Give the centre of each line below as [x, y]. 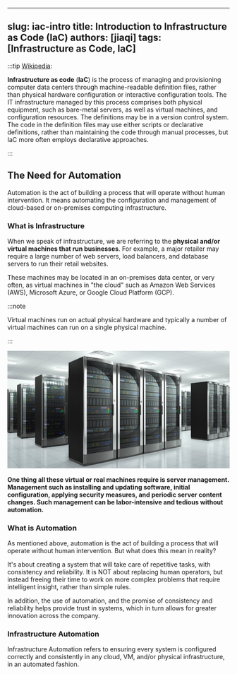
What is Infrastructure [46, 225]
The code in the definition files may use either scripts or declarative [105, 124]
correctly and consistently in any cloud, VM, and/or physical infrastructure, [116, 657]
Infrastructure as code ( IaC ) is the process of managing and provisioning [114, 79]
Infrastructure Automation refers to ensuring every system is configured [112, 649]
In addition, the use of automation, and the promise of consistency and [110, 601]
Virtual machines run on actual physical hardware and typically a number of [117, 319]
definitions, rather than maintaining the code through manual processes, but [118, 132]
